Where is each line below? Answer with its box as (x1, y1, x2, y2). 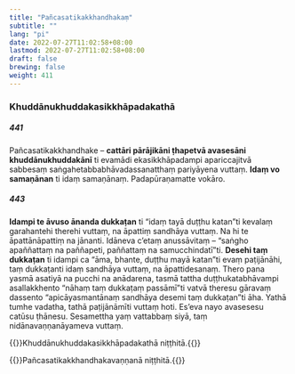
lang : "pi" (9, 29, 50, 38)
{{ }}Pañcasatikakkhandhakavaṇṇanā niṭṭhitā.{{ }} (9, 354, 186, 365)
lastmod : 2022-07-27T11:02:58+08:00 (9, 46, 145, 55)
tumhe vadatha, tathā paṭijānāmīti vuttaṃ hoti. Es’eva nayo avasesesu (9, 301, 264, 312)
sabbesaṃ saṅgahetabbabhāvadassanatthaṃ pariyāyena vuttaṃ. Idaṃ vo (9, 164, 280, 175)
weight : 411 (9, 71, 53, 80)
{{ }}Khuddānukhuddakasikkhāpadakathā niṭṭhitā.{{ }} (9, 337, 202, 348)
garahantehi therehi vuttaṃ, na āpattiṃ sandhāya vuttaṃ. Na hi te (9, 225, 249, 236)
